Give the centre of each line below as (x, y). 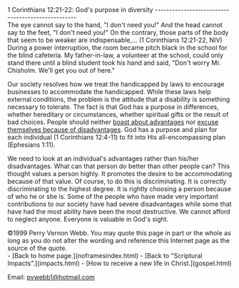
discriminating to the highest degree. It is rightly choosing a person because (119, 189)
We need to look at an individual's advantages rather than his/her (103, 159)
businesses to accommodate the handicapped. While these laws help (110, 92)
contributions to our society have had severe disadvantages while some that (119, 204)
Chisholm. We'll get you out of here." (61, 70)
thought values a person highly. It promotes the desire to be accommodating (120, 174)
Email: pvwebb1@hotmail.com (51, 277)
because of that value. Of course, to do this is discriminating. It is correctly (117, 181)
